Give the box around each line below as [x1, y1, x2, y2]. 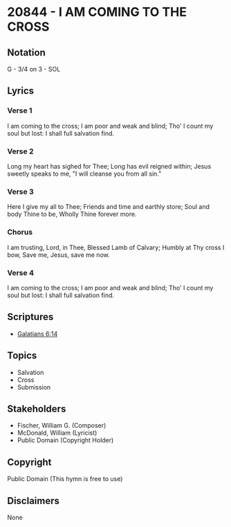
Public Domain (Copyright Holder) [17, 436, 114, 444]
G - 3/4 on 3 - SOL [7, 65, 61, 73]
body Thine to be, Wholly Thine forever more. [7, 210, 137, 219]
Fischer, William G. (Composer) [17, 421, 107, 430]
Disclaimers [7, 494, 60, 507]
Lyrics [7, 85, 35, 97]
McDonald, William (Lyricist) [17, 428, 98, 437]
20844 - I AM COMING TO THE [7, 4, 187, 20]
